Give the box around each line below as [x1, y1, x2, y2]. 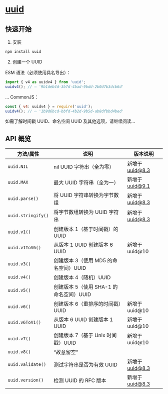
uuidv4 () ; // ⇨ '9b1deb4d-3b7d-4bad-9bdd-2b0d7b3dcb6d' [5, 84, 124, 89]
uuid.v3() [7, 261, 31, 267]
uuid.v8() [7, 349, 31, 355]
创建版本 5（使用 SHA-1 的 [53, 283, 118, 290]
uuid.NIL [7, 164, 28, 169]
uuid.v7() [7, 336, 31, 342]
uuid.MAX [7, 179, 28, 185]
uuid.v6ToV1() [7, 320, 41, 325]
